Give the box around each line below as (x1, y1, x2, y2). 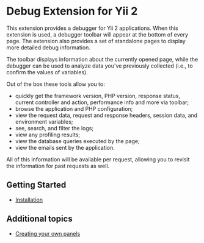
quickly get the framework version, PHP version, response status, (15, 92, 181, 99)
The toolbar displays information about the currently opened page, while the (6, 55, 199, 63)
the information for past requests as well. (6, 162, 110, 169)
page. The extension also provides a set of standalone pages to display (6, 37, 186, 44)
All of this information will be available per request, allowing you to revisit (6, 155, 190, 163)
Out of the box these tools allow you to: (6, 80, 105, 88)
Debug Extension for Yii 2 (6, 4, 138, 18)
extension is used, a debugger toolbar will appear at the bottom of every (6, 30, 188, 38)
